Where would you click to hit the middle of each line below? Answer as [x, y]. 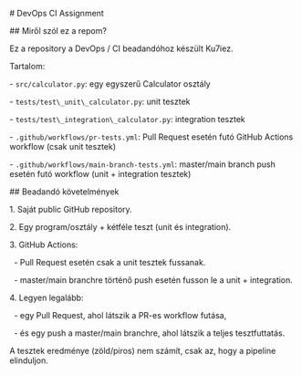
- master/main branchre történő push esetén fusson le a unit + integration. [153, 280]
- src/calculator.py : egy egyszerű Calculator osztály [110, 84]
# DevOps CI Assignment [57, 13]
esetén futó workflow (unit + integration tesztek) [100, 174]
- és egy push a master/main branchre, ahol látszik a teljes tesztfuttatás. [149, 333]
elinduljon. [29, 360]
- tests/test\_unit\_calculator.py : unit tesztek [100, 101]
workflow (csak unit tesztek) [63, 146]
